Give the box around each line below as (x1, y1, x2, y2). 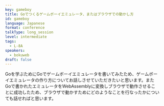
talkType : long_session (5, 30, 54, 35)
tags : (5, 39, 16, 44)
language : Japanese (5, 21, 45, 26)
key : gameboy (5, 7, 32, 12)
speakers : (5, 48, 25, 53)
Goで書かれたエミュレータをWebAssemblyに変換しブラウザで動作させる (5, 84, 151, 89)
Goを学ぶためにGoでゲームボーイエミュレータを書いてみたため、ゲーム (5, 71, 149, 77)
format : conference (5, 25, 45, 30)
